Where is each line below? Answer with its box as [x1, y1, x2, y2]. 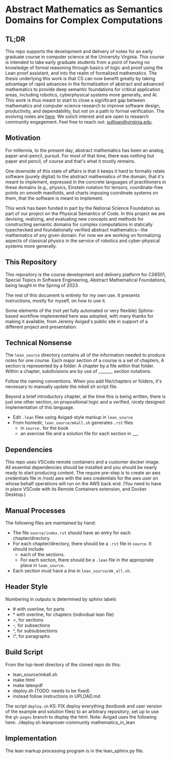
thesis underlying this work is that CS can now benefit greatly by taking [5, 76, 156, 81]
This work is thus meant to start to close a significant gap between [5, 97, 145, 103]
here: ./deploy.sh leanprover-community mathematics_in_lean [5, 719, 135, 725]
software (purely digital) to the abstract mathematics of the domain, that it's [5, 173, 164, 179]
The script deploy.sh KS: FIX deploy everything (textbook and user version [5, 703, 162, 709]
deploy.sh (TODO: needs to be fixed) [12, 687, 90, 694]
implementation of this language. [5, 405, 75, 411]
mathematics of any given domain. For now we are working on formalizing [5, 232, 161, 238]
